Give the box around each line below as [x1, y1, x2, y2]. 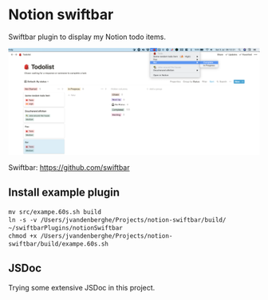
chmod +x [8, 231, 37, 240]
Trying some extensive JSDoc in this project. [8, 282, 156, 292]
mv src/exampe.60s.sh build [8, 207, 102, 216]
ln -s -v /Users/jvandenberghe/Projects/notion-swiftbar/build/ [8, 215, 227, 224]
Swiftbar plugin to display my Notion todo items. [8, 32, 166, 41]
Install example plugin [8, 186, 120, 199]
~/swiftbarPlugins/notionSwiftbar [8, 223, 124, 232]
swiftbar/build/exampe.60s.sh [8, 239, 109, 248]
